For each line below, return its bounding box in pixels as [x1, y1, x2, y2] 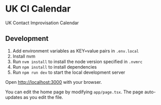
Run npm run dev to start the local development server [12, 69, 126, 75]
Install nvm [12, 53, 35, 59]
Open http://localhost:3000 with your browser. [5, 79, 102, 85]
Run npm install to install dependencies [12, 64, 97, 70]
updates [5, 94, 23, 100]
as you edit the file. [23, 94, 63, 100]
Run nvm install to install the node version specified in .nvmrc [12, 59, 143, 65]
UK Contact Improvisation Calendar [5, 20, 79, 26]
